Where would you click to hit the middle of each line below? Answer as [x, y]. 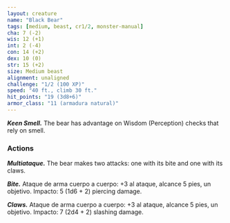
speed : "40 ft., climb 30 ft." [52, 90]
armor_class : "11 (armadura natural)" [63, 104]
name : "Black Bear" [35, 20]
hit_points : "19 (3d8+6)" [44, 97]
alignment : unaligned [38, 78]
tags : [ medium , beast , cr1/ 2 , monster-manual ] [75, 26]
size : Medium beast [35, 71]
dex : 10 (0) [24, 59]
